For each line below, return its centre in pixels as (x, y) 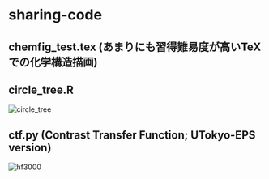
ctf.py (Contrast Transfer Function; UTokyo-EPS (132, 135)
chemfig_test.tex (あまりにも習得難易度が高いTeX (135, 47)
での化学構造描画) (53, 62)
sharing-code (56, 15)
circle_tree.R (41, 89)
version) (30, 147)
